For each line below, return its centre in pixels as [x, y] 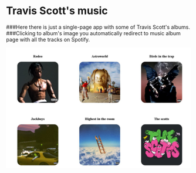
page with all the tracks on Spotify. [48, 39]
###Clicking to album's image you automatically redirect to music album [93, 33]
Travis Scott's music [57, 11]
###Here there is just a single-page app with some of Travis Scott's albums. [98, 27]
